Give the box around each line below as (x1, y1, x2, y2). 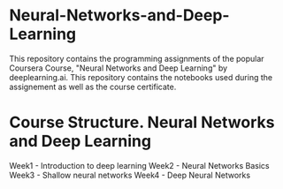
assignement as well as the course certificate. (9, 81, 177, 92)
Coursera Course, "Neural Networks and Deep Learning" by (9, 63, 228, 73)
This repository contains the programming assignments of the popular (9, 53, 264, 64)
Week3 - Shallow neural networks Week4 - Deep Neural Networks (9, 170, 250, 180)
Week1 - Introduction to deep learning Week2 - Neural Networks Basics (9, 160, 270, 170)
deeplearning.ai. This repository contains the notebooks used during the (9, 72, 272, 82)
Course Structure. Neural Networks (9, 112, 275, 132)
